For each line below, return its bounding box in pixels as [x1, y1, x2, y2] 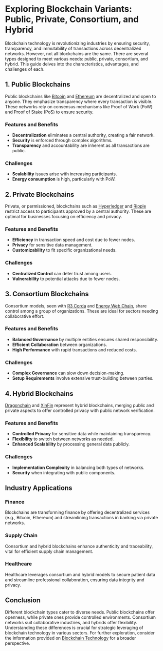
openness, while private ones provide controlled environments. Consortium [5, 614, 156, 620]
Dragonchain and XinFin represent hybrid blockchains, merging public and [5, 402, 154, 408]
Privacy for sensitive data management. [12, 242, 93, 248]
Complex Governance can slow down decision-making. [12, 370, 125, 376]
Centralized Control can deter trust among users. [12, 270, 112, 276]
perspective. [5, 640, 30, 646]
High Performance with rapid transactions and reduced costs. [12, 346, 137, 352]
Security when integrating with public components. [12, 469, 116, 475]
